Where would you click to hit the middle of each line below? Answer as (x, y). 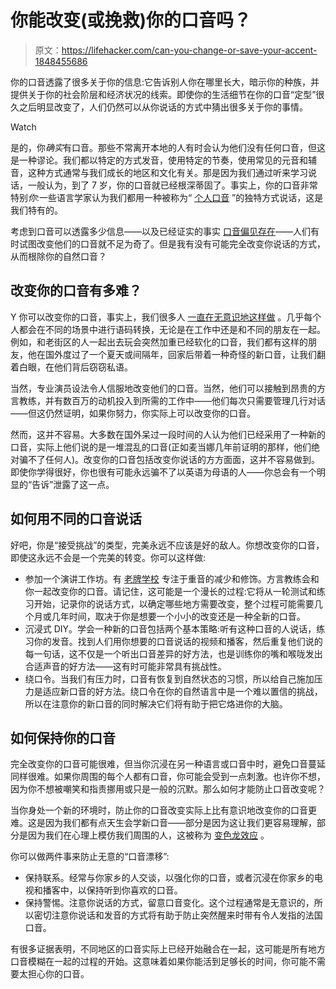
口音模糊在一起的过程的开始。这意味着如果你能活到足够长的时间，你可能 (159, 962)
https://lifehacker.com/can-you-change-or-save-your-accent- (189, 50)
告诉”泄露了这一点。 (73, 484)
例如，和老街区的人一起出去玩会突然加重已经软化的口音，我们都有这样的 (159, 342)
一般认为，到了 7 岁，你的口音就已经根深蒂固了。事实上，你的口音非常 (172, 185)
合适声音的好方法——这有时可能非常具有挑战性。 (125, 666)
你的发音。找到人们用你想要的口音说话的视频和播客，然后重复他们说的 (178, 641)
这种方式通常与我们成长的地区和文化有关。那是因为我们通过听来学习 (167, 172)
